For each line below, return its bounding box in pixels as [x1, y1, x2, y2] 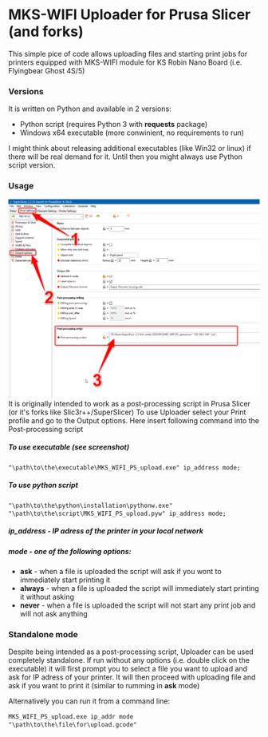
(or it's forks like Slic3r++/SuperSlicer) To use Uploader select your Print [8, 407, 246, 417]
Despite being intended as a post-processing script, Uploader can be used [8, 647, 254, 656]
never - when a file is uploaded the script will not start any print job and [19, 600, 256, 610]
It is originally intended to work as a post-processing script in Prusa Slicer [8, 398, 251, 408]
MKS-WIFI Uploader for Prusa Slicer [8, 6, 251, 24]
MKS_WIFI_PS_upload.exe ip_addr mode [8, 713, 134, 721]
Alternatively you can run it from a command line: [8, 696, 170, 706]
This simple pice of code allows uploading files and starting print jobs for [8, 49, 248, 58]
